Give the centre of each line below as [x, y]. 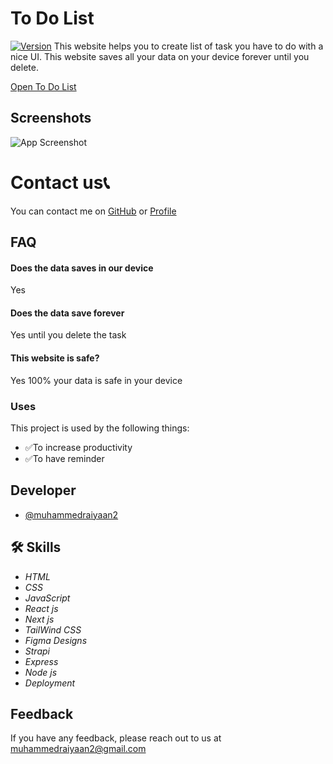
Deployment [50, 683]
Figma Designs [56, 640]
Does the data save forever [67, 313]
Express [41, 661]
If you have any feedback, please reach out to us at [116, 738]
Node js [41, 672]
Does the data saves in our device [82, 268]
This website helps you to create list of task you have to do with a [188, 46]
